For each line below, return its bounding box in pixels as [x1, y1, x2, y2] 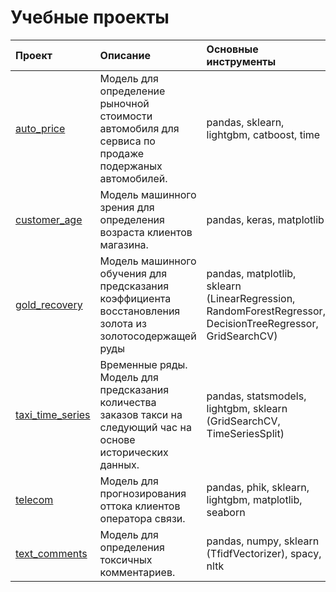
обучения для [99, 266, 168, 280]
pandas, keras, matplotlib [206, 212, 325, 226]
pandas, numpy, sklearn [206, 534, 320, 548]
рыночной [99, 96, 150, 110]
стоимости [99, 109, 153, 123]
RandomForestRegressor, [206, 304, 326, 318]
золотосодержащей [99, 329, 197, 343]
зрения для [99, 200, 155, 214]
